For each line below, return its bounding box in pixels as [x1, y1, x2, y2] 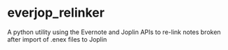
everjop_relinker [7, 5, 105, 21]
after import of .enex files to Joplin [7, 35, 107, 43]
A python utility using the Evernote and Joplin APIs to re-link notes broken [7, 28, 221, 36]
